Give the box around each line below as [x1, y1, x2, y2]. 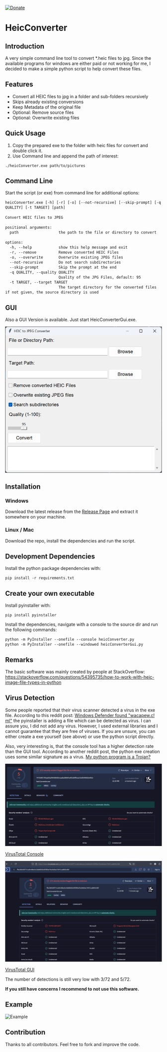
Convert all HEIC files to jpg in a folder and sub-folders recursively [12, 93, 149, 99]
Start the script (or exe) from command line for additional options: [5, 190, 140, 196]
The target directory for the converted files [58, 285, 157, 290]
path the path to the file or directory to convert [9, 230, 157, 235]
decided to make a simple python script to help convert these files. [5, 66, 142, 72]
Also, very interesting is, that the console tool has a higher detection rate [5, 743, 154, 749]
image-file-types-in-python [5, 679, 62, 685]
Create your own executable [5, 589, 94, 598]
